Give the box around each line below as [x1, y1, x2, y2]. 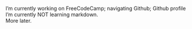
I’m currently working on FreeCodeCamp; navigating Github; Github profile [5, 5, 186, 12]
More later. [5, 17, 32, 24]
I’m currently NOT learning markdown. [5, 11, 98, 18]
